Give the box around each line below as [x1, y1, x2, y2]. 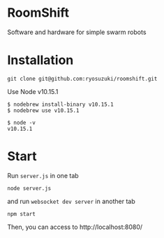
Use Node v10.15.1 [7, 87, 59, 95]
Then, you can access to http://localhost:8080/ [7, 223, 143, 231]
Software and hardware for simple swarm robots [7, 28, 147, 36]
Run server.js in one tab [7, 171, 79, 180]
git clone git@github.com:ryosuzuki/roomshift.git [7, 75, 158, 82]
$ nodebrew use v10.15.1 [7, 106, 80, 114]
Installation [7, 52, 74, 68]
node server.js [7, 184, 52, 192]
